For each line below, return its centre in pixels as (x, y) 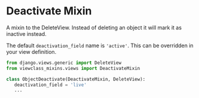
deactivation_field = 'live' (50, 85)
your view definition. (31, 51)
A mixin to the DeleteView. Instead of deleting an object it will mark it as (94, 27)
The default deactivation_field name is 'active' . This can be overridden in (100, 45)
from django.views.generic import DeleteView (64, 63)
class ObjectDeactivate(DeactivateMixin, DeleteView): (76, 79)
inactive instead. (26, 33)
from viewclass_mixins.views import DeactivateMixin (73, 68)
